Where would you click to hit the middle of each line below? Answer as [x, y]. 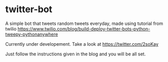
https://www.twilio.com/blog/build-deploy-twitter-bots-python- [84, 28]
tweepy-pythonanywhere [32, 34]
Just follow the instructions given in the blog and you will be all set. [76, 54]
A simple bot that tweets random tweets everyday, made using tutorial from [84, 23]
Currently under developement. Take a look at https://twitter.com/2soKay [82, 44]
